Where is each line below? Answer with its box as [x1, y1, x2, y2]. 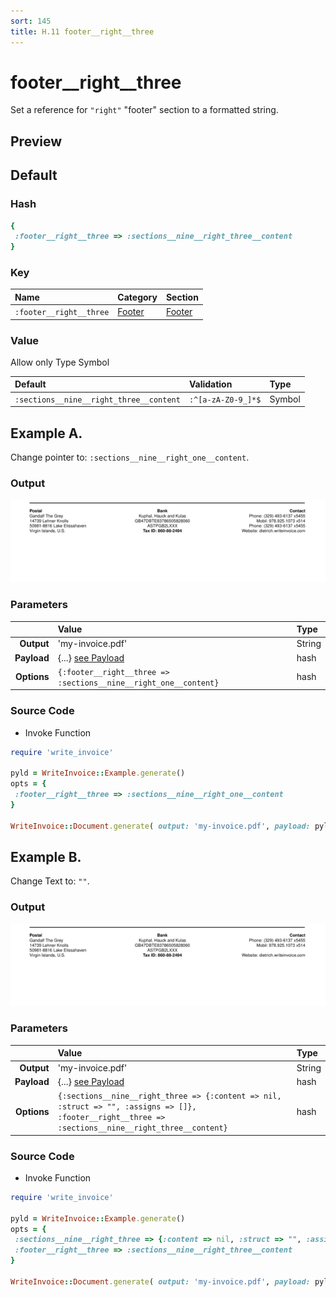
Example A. [10, 425, 83, 442]
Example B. [10, 848, 82, 865]
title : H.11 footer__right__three [10, 26, 155, 37]
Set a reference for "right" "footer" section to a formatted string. [10, 104, 279, 116]
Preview [10, 133, 63, 150]
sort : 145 [10, 16, 52, 26]
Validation [188, 378, 233, 390]
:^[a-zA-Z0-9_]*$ [188, 395, 262, 405]
